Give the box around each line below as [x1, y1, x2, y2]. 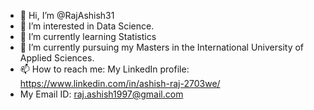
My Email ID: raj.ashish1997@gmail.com [19, 88, 184, 100]
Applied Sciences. [19, 52, 95, 64]
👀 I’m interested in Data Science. [19, 20, 155, 32]
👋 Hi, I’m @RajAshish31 [19, 10, 115, 21]
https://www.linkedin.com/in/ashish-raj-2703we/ [19, 78, 221, 89]
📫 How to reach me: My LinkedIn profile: [19, 63, 190, 75]
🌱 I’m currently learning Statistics [19, 31, 157, 42]
